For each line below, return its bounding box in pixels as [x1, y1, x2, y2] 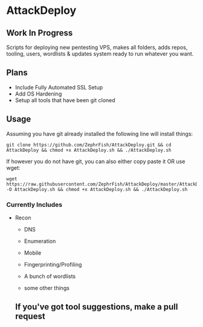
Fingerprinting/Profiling [24, 261, 82, 268]
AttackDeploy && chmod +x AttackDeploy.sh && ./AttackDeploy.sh [6, 147, 172, 153]
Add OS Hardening [14, 90, 62, 97]
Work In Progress [6, 28, 73, 38]
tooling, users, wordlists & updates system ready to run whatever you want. [6, 50, 194, 57]
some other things [24, 284, 69, 291]
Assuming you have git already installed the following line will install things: [6, 130, 193, 137]
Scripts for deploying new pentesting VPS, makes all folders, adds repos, [6, 44, 188, 51]
